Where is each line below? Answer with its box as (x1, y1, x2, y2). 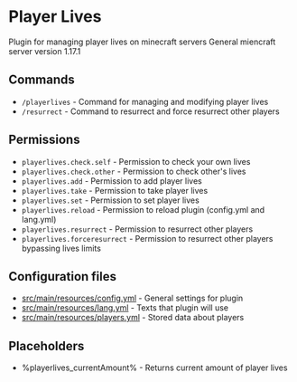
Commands (8, 72, 76, 88)
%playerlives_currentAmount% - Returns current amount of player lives (21, 362, 288, 373)
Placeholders (8, 338, 85, 354)
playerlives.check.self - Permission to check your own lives (21, 156, 251, 167)
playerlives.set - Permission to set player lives (21, 195, 200, 205)
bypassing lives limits (21, 243, 101, 253)
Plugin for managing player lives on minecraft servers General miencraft (8, 36, 276, 47)
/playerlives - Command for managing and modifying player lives (21, 96, 269, 107)
